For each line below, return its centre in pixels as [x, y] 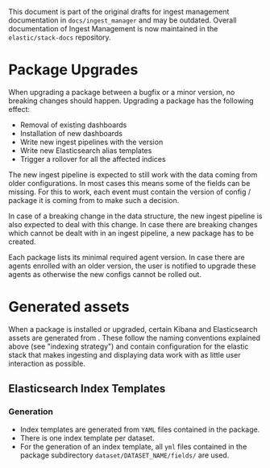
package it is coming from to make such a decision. [94, 200]
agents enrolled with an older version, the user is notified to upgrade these [132, 266]
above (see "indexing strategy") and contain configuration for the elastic [129, 346]
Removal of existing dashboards [73, 125]
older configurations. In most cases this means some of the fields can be [129, 183]
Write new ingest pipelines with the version [91, 142]
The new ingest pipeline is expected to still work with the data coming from [133, 174]
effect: [19, 109]
